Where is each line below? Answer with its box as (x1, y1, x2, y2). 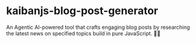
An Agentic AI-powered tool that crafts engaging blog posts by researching (6, 24, 190, 31)
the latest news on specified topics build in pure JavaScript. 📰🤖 (6, 29, 161, 37)
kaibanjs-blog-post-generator (6, 4, 159, 18)
